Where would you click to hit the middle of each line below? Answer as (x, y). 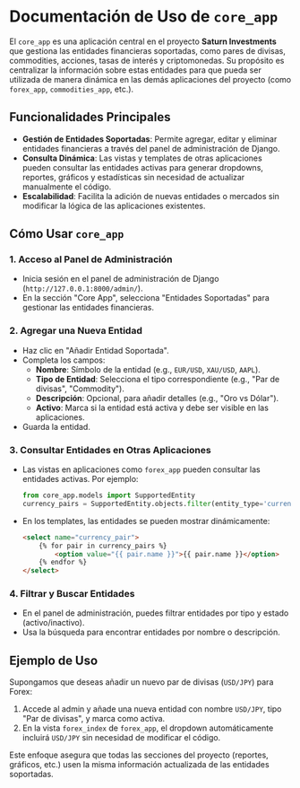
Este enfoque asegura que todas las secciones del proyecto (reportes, (139, 755)
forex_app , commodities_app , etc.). (72, 89)
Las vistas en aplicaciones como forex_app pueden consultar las (141, 469)
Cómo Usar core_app (67, 234)
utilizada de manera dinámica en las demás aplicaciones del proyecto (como (150, 79)
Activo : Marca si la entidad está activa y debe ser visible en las (152, 407)
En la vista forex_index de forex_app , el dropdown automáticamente (148, 728)
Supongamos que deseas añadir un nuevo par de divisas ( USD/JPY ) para (141, 682)
